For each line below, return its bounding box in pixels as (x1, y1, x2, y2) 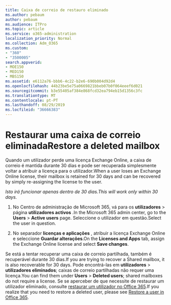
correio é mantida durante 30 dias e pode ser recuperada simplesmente (5, 162, 157, 169)
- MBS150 (5, 74, 24, 79)
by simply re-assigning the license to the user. (5, 178, 103, 184)
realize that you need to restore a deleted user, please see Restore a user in (5, 289, 164, 295)
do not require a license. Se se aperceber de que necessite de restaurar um (5, 278, 164, 284)
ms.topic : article (5, 27, 44, 32)
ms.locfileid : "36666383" (5, 107, 60, 112)
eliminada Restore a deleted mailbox (5, 140, 160, 152)
